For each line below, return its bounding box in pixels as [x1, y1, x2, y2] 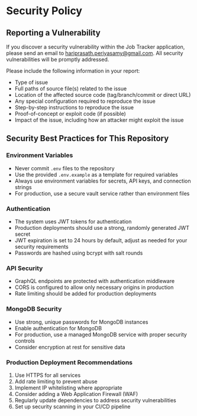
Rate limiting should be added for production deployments [14, 290, 157, 297]
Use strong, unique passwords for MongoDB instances [14, 318, 148, 326]
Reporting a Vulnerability [6, 28, 101, 38]
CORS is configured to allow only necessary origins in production [14, 284, 174, 291]
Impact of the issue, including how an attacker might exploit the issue [14, 116, 184, 123]
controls [14, 337, 35, 344]
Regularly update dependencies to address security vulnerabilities [14, 396, 176, 404]
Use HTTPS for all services [14, 371, 81, 379]
